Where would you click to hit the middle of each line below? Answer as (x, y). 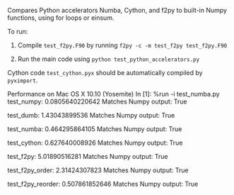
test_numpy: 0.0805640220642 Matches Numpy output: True (97, 101)
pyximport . (23, 80)
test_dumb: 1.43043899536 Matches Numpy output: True (91, 115)
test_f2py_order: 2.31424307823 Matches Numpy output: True (98, 170)
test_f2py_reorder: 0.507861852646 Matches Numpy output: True (103, 184)
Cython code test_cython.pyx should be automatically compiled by (105, 73)
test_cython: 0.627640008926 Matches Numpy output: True (95, 143)
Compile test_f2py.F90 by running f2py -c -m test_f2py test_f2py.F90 (122, 45)
